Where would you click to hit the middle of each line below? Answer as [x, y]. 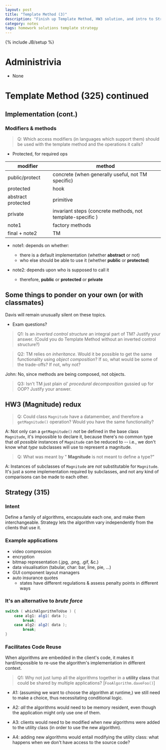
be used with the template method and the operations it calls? [80, 144]
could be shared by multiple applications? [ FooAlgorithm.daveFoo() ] [86, 683]
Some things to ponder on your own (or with [74, 295]
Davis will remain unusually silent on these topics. [56, 314]
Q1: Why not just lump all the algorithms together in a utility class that [88, 678]
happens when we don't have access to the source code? [71, 743]
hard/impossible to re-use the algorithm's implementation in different [75, 663]
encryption [23, 556]
